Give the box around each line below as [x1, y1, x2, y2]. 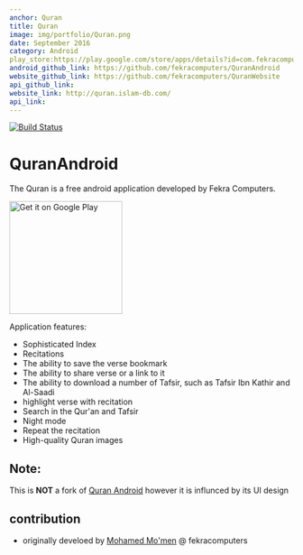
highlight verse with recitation [22, 396, 133, 407]
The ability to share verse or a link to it [22, 367, 165, 379]
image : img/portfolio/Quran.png [9, 30, 131, 39]
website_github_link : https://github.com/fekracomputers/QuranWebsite [9, 72, 280, 81]
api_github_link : [9, 80, 75, 89]
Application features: [9, 321, 87, 332]
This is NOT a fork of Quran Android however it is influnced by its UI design [9, 485, 289, 496]
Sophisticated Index [22, 339, 96, 350]
